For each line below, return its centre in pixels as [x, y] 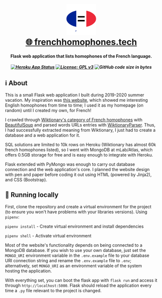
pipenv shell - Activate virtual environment [48, 235]
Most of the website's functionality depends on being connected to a [74, 245]
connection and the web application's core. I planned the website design [77, 169]
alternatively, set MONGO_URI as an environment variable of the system [74, 266]
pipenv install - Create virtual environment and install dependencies [74, 226]
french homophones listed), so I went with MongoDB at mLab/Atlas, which [79, 150]
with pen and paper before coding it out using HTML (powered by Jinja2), [78, 174]
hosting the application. [29, 271]
